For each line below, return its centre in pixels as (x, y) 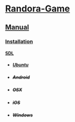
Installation (19, 41)
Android (21, 77)
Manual (17, 27)
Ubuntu (20, 64)
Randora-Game (37, 9)
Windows (22, 115)
